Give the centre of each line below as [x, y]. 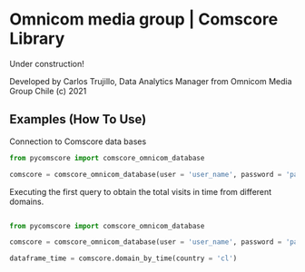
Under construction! [47, 63]
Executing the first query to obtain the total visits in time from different [141, 191]
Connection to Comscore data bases [78, 141]
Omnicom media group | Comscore [144, 19]
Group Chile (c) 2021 [48, 91]
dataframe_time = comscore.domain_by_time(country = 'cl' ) [123, 258]
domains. [27, 201]
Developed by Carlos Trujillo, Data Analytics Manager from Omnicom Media [151, 81]
